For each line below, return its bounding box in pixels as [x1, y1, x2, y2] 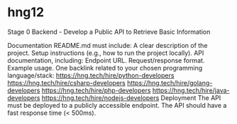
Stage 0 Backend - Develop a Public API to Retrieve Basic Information [7, 27, 211, 36]
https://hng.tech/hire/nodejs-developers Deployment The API [41, 93, 221, 102]
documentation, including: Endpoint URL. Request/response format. [7, 56, 205, 64]
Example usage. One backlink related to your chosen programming [7, 63, 203, 72]
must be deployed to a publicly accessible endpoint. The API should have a [7, 101, 227, 109]
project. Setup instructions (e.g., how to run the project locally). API [7, 49, 204, 57]
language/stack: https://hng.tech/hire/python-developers [7, 71, 175, 80]
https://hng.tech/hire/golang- [126, 78, 213, 87]
